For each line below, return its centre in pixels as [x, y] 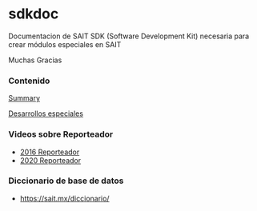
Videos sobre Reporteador [61, 134]
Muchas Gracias [35, 60]
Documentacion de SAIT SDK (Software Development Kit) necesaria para [129, 36]
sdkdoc [34, 14]
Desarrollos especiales [46, 113]
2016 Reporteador [50, 152]
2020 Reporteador [50, 160]
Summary [24, 98]
